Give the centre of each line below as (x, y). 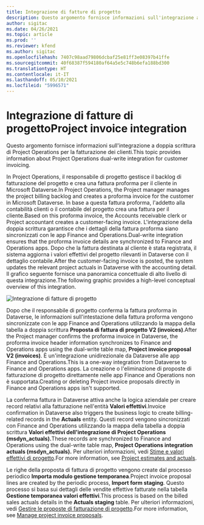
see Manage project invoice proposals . (55, 515)
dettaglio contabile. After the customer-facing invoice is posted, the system (100, 261)
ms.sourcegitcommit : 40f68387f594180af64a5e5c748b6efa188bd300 (88, 63)
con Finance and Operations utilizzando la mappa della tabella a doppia (96, 425)
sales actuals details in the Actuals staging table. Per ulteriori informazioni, (100, 502)
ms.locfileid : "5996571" (38, 86)
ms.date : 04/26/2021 (32, 29)
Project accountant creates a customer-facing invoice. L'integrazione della (99, 222)
